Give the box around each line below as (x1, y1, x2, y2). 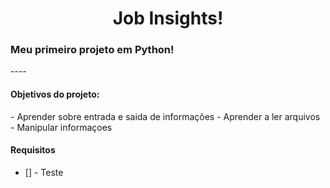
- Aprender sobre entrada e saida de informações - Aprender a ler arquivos (10, 110, 321, 122)
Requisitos (10, 144, 56, 156)
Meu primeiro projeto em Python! (10, 43, 175, 57)
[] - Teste (24, 166, 64, 178)
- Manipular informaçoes (10, 121, 113, 133)
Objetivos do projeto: (10, 88, 100, 101)
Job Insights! (112, 7, 224, 30)
